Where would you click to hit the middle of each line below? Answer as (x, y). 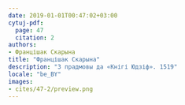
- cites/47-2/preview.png (50, 89)
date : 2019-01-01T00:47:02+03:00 (63, 15)
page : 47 (30, 30)
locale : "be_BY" (35, 74)
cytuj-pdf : (26, 23)
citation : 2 (35, 37)
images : (21, 81)
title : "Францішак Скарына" (54, 60)
